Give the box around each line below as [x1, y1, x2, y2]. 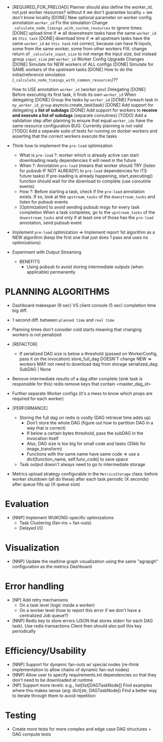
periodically [12, 628, 36, 634]
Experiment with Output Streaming [12, 249, 82, 255]
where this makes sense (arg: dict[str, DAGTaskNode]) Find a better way [12, 687, 157, 693]
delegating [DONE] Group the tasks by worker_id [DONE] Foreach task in [12, 97, 158, 102]
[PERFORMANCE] [12, 405, 48, 411]
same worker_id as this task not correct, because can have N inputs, [12, 41, 152, 46]
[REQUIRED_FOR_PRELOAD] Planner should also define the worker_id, [12, 4, 153, 10]
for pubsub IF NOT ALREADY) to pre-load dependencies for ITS [19, 168, 147, 173]
